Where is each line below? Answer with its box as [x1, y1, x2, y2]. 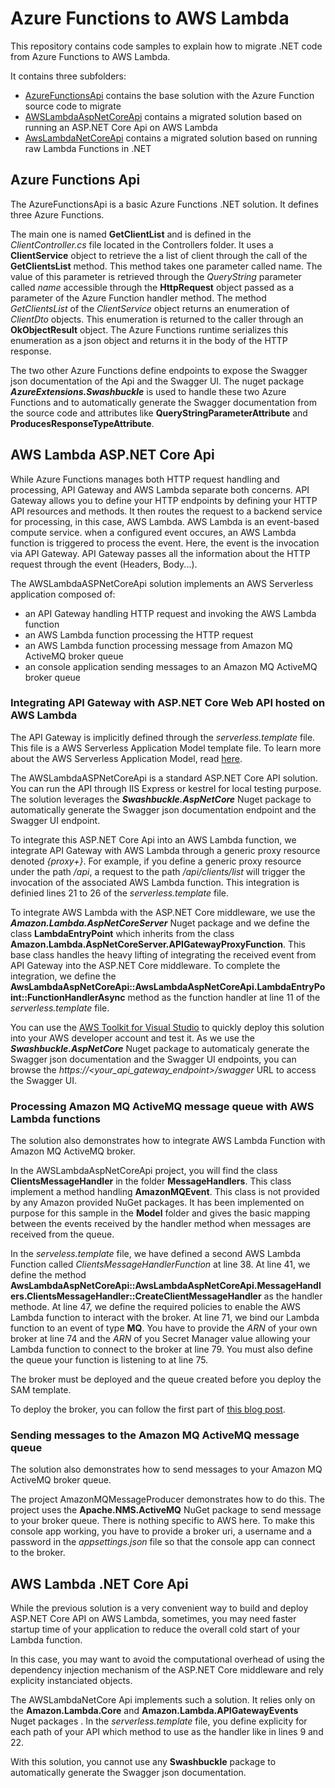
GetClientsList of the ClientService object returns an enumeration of [10, 302, 290, 314]
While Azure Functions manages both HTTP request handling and [10, 473, 280, 485]
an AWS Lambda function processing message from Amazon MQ [24, 639, 293, 651]
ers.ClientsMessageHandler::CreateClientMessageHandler [10, 1290, 262, 1302]
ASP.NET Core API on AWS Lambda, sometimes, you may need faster [10, 1613, 297, 1625]
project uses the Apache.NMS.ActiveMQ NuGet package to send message [10, 1504, 322, 1516]
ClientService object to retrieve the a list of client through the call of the [10, 249, 308, 261]
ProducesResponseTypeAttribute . [10, 417, 155, 429]
